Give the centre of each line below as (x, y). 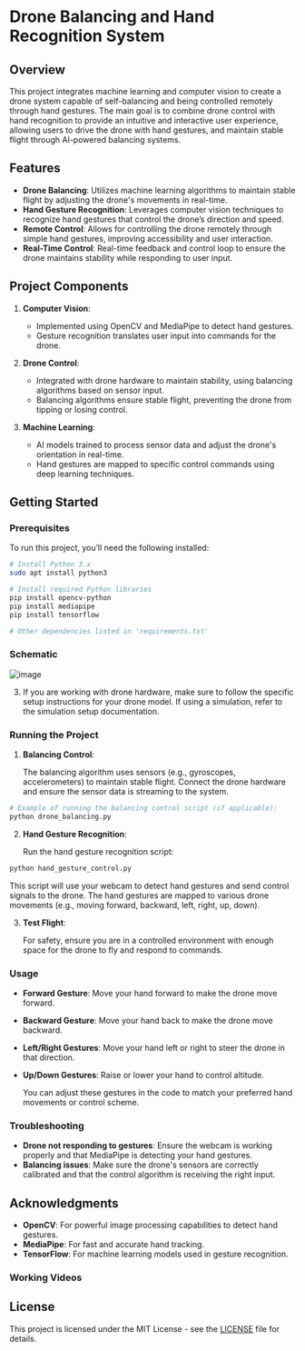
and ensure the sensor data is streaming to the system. (125, 792)
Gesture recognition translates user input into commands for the (156, 335)
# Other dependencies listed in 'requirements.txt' (109, 631)
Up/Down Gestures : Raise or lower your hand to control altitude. (143, 1075)
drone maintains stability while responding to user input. (128, 257)
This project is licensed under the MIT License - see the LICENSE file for (144, 1328)
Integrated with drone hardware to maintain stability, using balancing (164, 380)
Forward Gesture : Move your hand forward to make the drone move (150, 993)
